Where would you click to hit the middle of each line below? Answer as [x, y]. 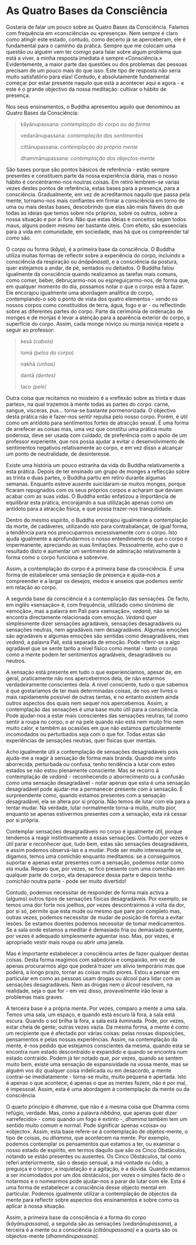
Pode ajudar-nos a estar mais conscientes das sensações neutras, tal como [97, 715]
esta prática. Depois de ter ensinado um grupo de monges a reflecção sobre [98, 471]
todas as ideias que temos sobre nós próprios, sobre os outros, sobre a [92, 213]
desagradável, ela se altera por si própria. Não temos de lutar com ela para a [98, 801]
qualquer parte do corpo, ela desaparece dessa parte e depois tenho [89, 875]
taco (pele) [33, 387]
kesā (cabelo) [37, 341]
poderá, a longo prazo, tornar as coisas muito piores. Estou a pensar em [93, 972]
